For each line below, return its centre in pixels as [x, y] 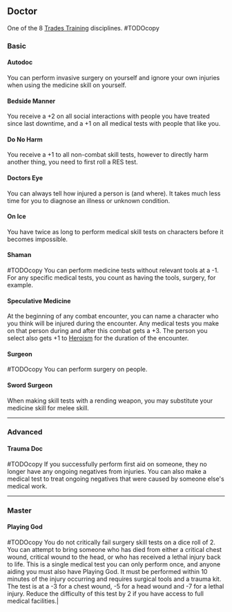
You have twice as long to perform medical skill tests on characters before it [115, 231]
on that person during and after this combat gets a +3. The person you [108, 331]
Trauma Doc [25, 449]
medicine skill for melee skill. [48, 408]
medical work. [27, 486]
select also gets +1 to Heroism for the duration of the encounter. [98, 338]
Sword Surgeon [30, 385]
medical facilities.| [33, 601]
